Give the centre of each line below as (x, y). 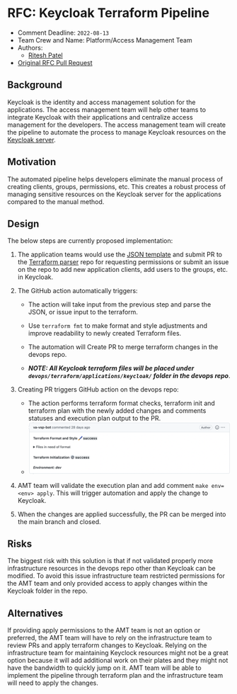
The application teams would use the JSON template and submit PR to (120, 255)
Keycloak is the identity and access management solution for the (102, 102)
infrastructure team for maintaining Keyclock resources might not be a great (118, 653)
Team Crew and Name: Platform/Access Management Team (105, 40)
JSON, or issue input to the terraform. (83, 312)
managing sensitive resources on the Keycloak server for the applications (114, 194)
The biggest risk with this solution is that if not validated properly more (110, 561)
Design (23, 223)
